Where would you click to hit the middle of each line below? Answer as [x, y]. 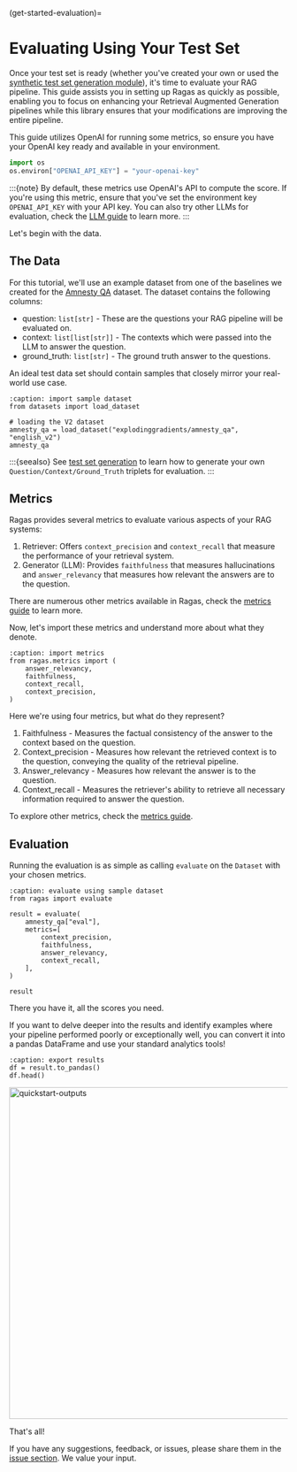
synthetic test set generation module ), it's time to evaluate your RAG [133, 82]
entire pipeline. [36, 119]
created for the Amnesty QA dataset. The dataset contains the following [140, 292]
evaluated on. [47, 327]
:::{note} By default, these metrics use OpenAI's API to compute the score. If [148, 188]
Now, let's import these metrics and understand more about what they [137, 628]
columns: [26, 301]
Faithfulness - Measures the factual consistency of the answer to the [147, 733]
